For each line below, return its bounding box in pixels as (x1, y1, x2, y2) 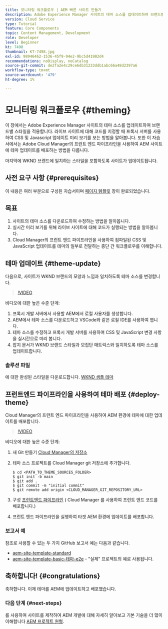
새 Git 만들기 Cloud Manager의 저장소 (12, 449, 87, 455)
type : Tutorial (5, 21, 37, 26)
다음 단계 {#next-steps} (5, 599, 62, 606)
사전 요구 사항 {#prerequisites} (5, 173, 99, 182)
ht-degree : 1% (5, 77, 35, 82)
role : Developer (5, 35, 39, 40)
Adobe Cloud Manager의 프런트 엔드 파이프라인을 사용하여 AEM (22, 140, 149, 146)
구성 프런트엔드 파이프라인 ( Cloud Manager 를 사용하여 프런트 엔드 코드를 (12, 497, 158, 503)
